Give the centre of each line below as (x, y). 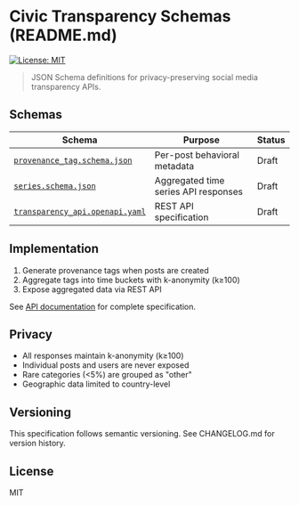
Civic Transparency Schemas (120, 16)
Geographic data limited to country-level (96, 384)
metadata (174, 166)
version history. (38, 444)
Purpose (202, 140)
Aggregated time (190, 180)
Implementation (54, 249)
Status (271, 140)
